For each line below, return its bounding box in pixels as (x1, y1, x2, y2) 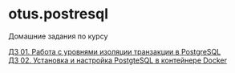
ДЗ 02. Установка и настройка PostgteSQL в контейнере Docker (8, 55, 227, 65)
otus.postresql (8, 5, 108, 23)
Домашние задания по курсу (8, 31, 108, 41)
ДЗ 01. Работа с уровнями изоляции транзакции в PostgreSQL (8, 47, 221, 56)
